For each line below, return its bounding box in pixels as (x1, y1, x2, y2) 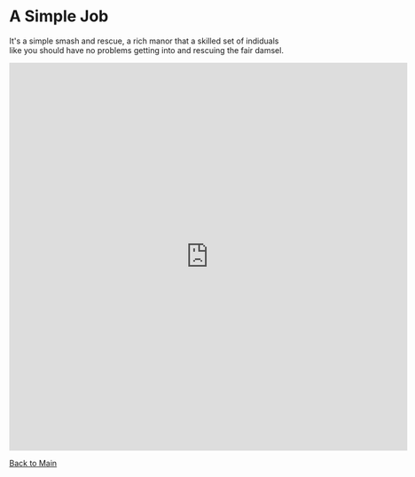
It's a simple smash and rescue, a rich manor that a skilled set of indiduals (9, 35, 279, 46)
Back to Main (9, 457, 58, 468)
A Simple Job (9, 6, 109, 27)
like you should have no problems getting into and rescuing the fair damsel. (9, 44, 284, 55)
